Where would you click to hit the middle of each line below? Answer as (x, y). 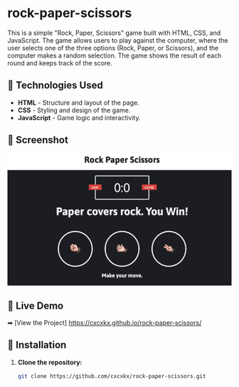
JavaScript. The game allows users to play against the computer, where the (118, 40)
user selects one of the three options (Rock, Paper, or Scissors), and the (113, 48)
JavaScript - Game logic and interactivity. (79, 117)
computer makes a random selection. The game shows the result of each (115, 55)
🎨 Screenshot (38, 140)
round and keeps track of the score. (60, 63)
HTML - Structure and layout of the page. (79, 102)
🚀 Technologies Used (55, 86)
